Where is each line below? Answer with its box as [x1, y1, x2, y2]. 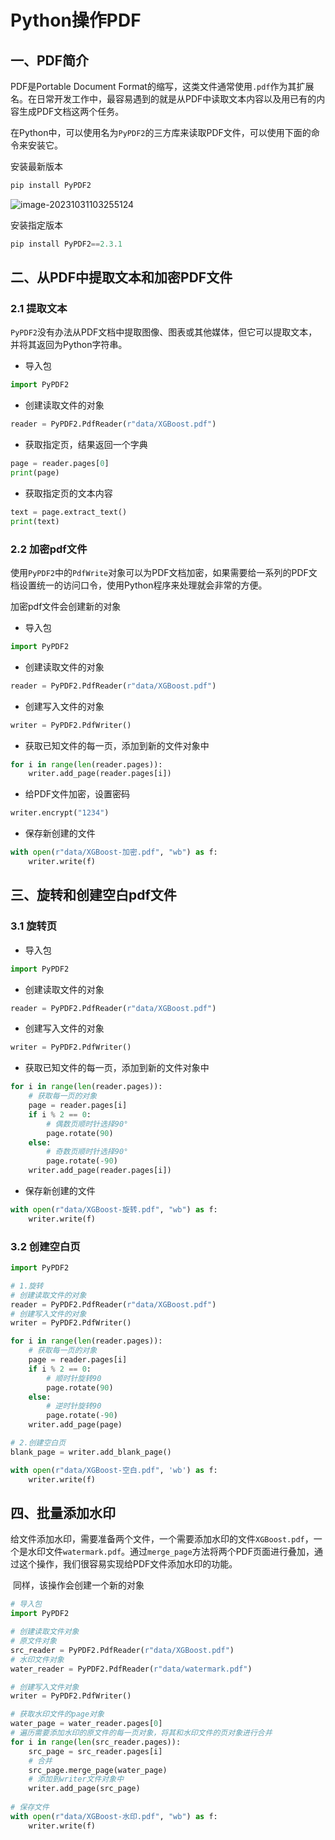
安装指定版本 [10, 219, 63, 231]
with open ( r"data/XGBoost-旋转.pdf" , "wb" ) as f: [10, 1205, 218, 1215]
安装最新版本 [10, 161, 63, 172]
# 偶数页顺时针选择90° [46, 1119, 129, 1129]
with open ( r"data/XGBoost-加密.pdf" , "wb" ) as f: [10, 847, 218, 858]
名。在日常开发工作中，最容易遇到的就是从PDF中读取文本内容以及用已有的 [10, 93, 317, 105]
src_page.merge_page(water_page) [28, 1765, 168, 1775]
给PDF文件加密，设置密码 [24, 788, 131, 800]
